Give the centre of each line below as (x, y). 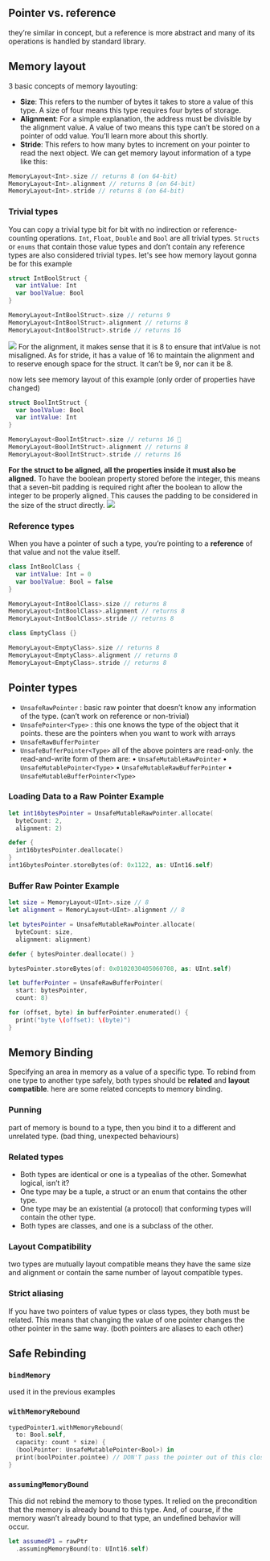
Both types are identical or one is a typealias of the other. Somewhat (133, 1175)
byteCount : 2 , (39, 820)
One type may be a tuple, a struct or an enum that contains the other (133, 1191)
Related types (36, 1157)
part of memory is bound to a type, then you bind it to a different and (122, 1127)
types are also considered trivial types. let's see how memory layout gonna (133, 255)
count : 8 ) (32, 998)
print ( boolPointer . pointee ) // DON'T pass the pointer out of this (131, 1458)
